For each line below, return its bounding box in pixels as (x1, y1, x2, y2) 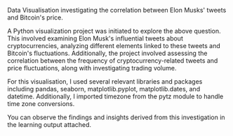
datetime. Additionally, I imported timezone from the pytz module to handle (7, 92, 224, 100)
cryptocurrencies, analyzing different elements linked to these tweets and (7, 42, 221, 50)
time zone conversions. (7, 100, 75, 107)
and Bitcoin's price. (7, 13, 63, 22)
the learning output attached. (7, 121, 92, 128)
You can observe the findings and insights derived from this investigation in (7, 113, 226, 121)
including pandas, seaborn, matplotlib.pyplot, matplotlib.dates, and (7, 85, 201, 93)
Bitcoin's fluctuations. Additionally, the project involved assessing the (7, 49, 208, 57)
